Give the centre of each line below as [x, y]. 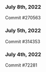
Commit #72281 [21, 65]
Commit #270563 [23, 18]
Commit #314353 [23, 41]
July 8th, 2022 [23, 7]
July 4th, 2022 [23, 54]
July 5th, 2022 [23, 31]
